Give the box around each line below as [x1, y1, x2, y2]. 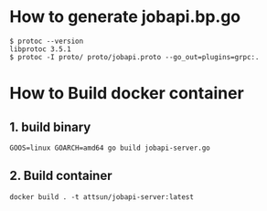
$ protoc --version [9, 37, 84, 46]
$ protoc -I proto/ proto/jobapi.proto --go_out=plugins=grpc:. [9, 52, 260, 61]
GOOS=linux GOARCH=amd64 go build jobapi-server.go [9, 143, 210, 153]
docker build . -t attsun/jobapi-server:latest [9, 192, 195, 202]
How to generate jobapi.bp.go [9, 6, 241, 27]
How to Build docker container [9, 83, 244, 104]
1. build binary [9, 119, 91, 134]
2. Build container [9, 168, 112, 184]
